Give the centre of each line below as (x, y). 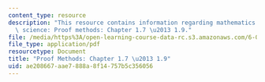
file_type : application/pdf (54, 45)
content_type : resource (47, 15)
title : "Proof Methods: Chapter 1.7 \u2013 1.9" (90, 59)
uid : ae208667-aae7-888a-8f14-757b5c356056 (81, 66)
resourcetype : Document (47, 52)
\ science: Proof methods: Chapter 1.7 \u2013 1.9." (104, 30)
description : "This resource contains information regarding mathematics (132, 23)
